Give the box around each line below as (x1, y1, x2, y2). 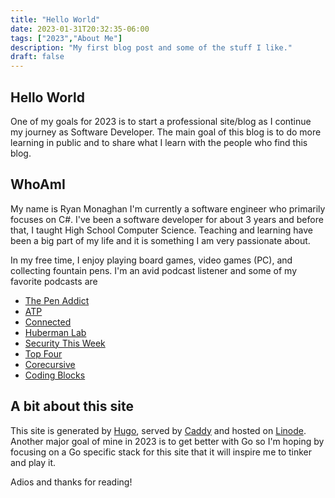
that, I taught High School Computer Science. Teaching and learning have (10, 224, 313, 236)
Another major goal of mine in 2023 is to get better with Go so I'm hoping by (10, 435, 325, 447)
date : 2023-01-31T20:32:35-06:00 (10, 24, 150, 34)
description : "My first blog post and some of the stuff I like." (10, 42, 293, 53)
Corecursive (24, 358, 76, 370)
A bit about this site (10, 398, 134, 415)
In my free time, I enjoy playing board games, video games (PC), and (10, 254, 293, 266)
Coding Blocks (24, 369, 86, 381)
